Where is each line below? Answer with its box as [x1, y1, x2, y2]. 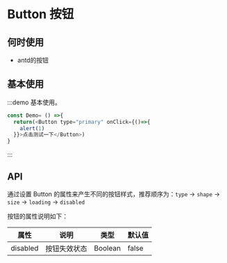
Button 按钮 [7, 6, 74, 22]
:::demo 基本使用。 [7, 98, 61, 106]
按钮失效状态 [44, 244, 87, 253]
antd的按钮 [17, 56, 49, 64]
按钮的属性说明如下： [7, 212, 68, 220]
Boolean [93, 244, 121, 253]
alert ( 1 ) [19, 125, 45, 132]
